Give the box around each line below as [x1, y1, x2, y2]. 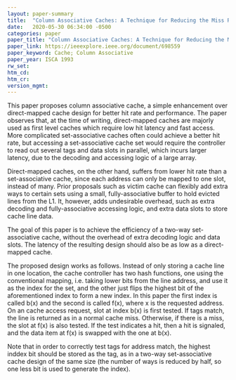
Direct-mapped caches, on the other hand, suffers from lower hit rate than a [7, 167, 227, 176]
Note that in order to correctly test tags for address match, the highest [7, 342, 211, 351]
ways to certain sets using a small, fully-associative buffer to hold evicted [7, 190, 220, 198]
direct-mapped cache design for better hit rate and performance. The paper [7, 109, 227, 117]
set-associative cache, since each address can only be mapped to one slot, [7, 175, 226, 183]
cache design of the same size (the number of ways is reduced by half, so [7, 358, 222, 366]
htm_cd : [7, 69, 30, 76]
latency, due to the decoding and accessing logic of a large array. [7, 154, 197, 162]
